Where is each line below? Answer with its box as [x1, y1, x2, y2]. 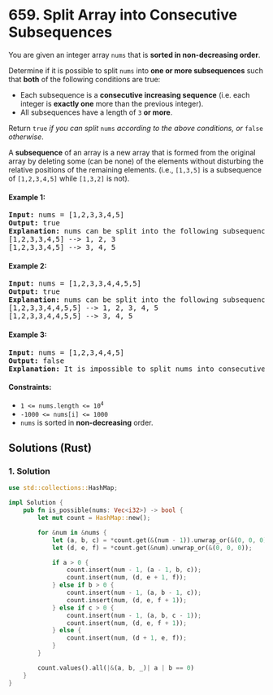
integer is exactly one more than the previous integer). [19, 98, 204, 108]
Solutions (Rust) [8, 441, 92, 455]
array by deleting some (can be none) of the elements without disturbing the [8, 156, 264, 166]
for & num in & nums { [37, 528, 107, 536]
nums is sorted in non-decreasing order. [19, 417, 154, 427]
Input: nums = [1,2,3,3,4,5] [8, 210, 124, 220]
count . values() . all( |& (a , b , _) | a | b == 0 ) [37, 663, 195, 672]
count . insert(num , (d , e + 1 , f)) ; [66, 574, 187, 582]
